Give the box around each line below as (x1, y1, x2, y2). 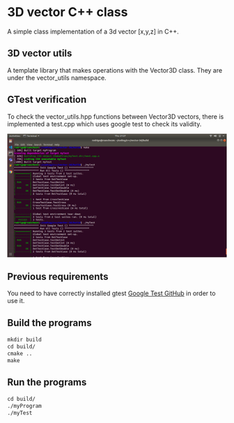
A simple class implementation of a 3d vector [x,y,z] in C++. (7, 27, 179, 36)
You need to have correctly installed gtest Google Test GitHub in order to (7, 289, 216, 297)
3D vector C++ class (7, 4, 128, 20)
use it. (7, 297, 25, 305)
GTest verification (7, 94, 87, 105)
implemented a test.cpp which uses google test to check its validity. (7, 119, 202, 128)
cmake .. (7, 350, 33, 357)
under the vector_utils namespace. (7, 73, 107, 82)
